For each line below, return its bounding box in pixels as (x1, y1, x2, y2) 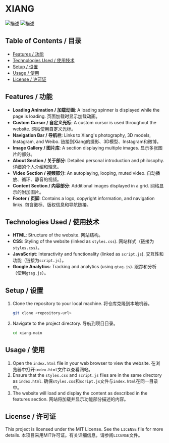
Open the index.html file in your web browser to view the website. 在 (12, 360, 156, 366)
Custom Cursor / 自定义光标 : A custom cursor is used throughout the (12, 119, 156, 125)
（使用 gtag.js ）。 (12, 270, 49, 276)
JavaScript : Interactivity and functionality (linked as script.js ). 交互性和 (12, 251, 164, 257)
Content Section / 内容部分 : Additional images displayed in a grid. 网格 (12, 182, 160, 188)
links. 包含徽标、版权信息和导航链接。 (12, 202, 91, 208)
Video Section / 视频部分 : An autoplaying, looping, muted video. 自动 (12, 170, 156, 176)
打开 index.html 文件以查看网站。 (26, 366, 93, 372)
